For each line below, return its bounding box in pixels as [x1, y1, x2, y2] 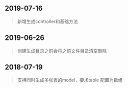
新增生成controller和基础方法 [17, 18, 78, 25]
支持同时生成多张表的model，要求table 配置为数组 [17, 77, 123, 83]
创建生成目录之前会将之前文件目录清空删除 [17, 48, 107, 54]
